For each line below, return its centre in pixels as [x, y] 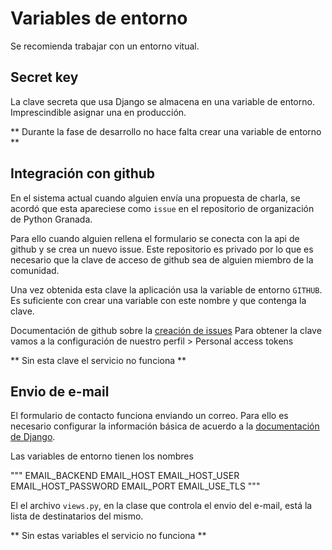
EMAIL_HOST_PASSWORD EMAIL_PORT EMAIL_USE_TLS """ [135, 486]
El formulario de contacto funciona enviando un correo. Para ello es [149, 416]
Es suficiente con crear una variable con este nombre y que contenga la [158, 300]
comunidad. [35, 270]
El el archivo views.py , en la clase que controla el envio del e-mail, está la [161, 506]
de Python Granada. [51, 219]
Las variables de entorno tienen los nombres [102, 456]
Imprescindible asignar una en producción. [98, 112]
